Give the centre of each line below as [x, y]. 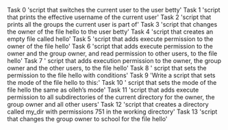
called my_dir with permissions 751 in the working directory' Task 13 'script [112, 112]
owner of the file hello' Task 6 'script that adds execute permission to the [110, 46]
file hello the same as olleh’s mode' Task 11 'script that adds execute [103, 90]
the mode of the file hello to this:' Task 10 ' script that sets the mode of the [112, 82]
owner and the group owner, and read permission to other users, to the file [112, 53]
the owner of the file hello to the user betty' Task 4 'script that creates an [110, 31]
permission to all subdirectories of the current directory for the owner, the [111, 97]
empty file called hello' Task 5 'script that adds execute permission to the [110, 39]
